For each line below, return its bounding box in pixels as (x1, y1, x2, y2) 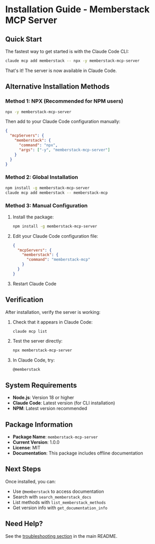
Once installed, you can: (5, 478, 56, 484)
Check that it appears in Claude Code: (12, 319, 93, 325)
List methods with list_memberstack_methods (12, 499, 106, 505)
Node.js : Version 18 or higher (12, 395, 75, 401)
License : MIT (12, 444, 41, 450)
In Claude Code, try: (12, 357, 55, 364)
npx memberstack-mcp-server (12, 348, 72, 353)
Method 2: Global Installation (5, 174, 78, 181)
